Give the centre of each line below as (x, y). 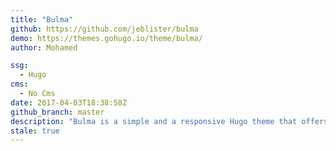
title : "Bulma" (42, 19)
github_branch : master (57, 112)
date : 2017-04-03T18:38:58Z (69, 102)
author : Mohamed (44, 47)
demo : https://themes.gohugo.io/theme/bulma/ (106, 38)
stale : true (35, 131)
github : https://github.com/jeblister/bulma (104, 29)
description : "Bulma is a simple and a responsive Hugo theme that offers (169, 121)
